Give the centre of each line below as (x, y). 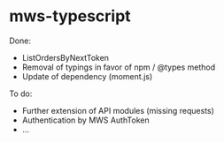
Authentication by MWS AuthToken (86, 120)
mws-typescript (70, 16)
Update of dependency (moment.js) (87, 76)
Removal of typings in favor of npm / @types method (119, 67)
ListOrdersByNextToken (65, 57)
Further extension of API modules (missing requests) (118, 110)
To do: (21, 93)
